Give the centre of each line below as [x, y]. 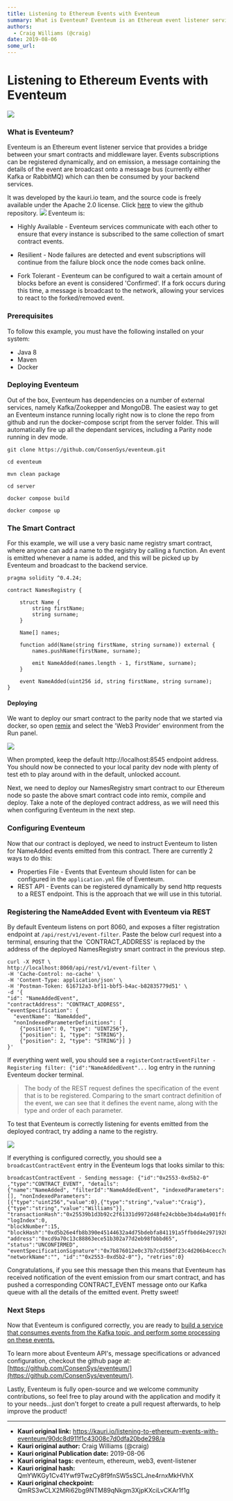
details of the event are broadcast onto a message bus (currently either [109, 169]
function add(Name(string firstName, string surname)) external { [118, 645]
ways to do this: [30, 858]
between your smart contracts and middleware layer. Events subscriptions [113, 154]
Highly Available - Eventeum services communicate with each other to [118, 227]
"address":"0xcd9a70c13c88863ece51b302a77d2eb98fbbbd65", [93, 1239]
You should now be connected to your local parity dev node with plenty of [113, 767]
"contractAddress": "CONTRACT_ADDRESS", [67, 1004]
